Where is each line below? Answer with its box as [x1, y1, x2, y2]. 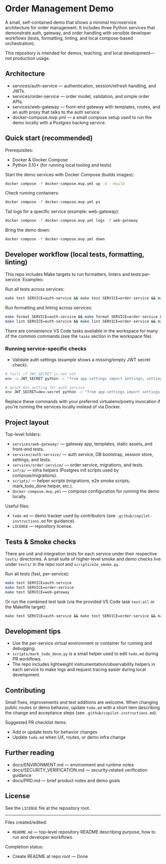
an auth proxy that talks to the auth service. [12, 109, 101, 115]
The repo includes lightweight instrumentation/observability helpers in [12, 661, 156, 667]
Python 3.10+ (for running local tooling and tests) [12, 162, 112, 168]
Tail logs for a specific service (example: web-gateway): [5, 208, 120, 214]
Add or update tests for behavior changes [12, 729, 98, 735]
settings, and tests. [12, 457, 51, 463]
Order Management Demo [5, 3, 114, 14]
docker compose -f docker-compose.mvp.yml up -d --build [5, 181, 125, 186]
